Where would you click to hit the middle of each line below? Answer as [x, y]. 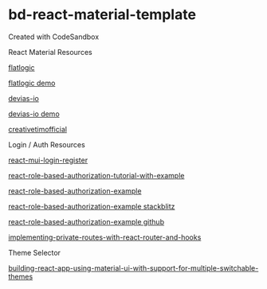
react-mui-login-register [48, 160]
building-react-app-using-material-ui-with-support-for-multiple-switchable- [133, 268]
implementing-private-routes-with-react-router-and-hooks [105, 237]
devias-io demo [34, 114]
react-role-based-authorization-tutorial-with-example [96, 175]
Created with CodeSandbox [54, 37]
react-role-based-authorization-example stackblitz [92, 206]
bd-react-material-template [102, 15]
